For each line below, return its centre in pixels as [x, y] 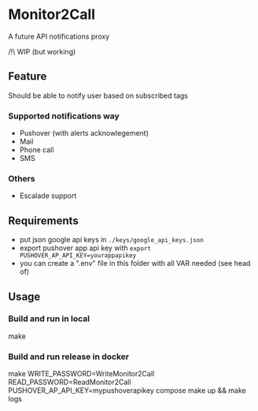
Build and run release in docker [69, 357]
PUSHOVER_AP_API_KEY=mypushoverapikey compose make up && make [127, 390]
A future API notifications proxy [59, 36]
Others [22, 178]
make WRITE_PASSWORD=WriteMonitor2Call [81, 374]
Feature [28, 77]
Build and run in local [49, 319]
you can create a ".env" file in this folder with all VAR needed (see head [135, 263]
